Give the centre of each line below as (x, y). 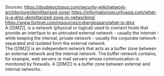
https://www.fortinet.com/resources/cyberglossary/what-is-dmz (70, 22)
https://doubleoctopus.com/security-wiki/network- (75, 7)
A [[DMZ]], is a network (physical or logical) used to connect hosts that (77, 28)
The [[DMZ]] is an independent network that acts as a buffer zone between (81, 48)
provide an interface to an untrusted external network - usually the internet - (82, 33)
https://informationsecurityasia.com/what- (114, 12)
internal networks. (23, 69)
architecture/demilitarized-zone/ (38, 12)
